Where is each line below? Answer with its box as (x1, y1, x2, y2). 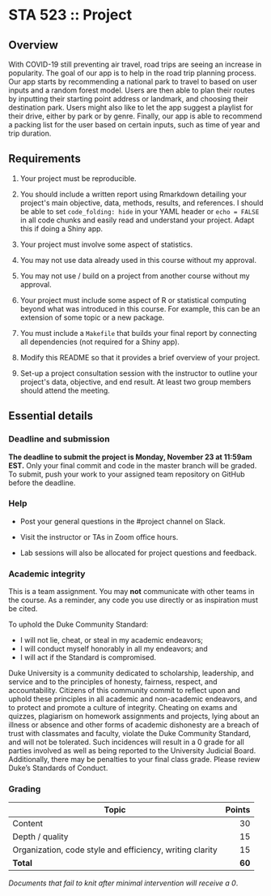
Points (225, 804, 251, 816)
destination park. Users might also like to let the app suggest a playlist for (8, 103, 253, 112)
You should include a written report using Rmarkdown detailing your (19, 189, 247, 199)
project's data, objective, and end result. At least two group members (19, 377, 252, 386)
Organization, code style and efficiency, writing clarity (12, 844, 218, 855)
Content (12, 818, 43, 829)
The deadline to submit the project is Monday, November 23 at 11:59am (8, 452, 252, 462)
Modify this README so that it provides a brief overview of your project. (19, 352, 260, 362)
